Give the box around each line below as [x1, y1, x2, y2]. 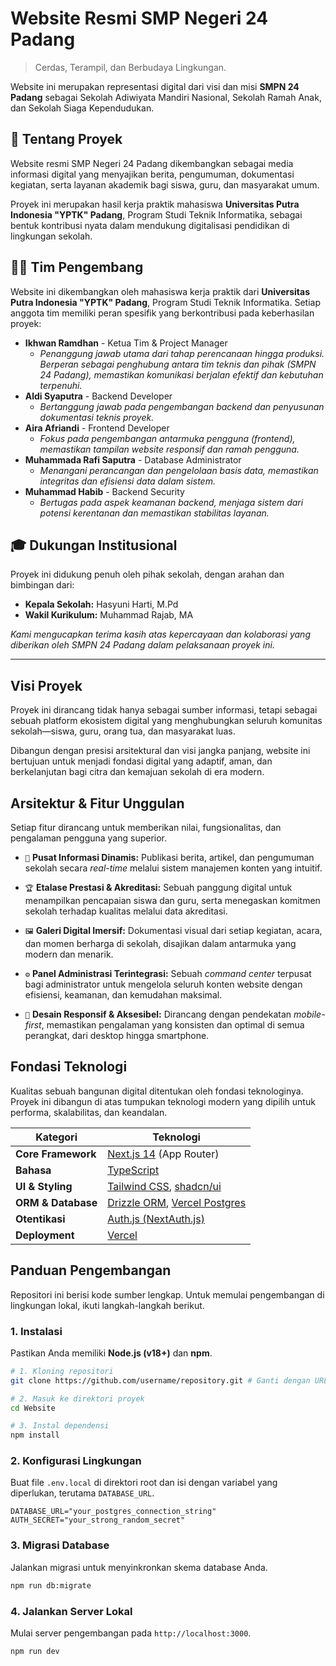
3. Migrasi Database [10, 1538, 110, 1552]
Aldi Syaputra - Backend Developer [24, 390, 173, 402]
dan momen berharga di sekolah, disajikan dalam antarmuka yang [24, 938, 297, 949]
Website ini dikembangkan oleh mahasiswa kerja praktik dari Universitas [10, 285, 311, 297]
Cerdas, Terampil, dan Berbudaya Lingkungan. [34, 61, 227, 73]
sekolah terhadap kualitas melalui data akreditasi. [24, 905, 228, 917]
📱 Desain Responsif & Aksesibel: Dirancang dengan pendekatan [24, 1008, 292, 1020]
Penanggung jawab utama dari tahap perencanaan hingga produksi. [39, 347, 325, 359]
